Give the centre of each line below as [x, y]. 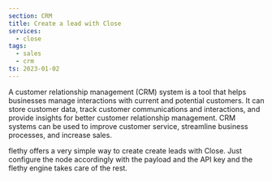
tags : [17, 46]
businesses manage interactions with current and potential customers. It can [136, 100]
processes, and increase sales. [60, 135]
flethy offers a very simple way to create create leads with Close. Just [125, 150]
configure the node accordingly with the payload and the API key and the [131, 159]
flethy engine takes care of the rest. [68, 168]
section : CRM [30, 16]
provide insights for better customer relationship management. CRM [122, 118]
